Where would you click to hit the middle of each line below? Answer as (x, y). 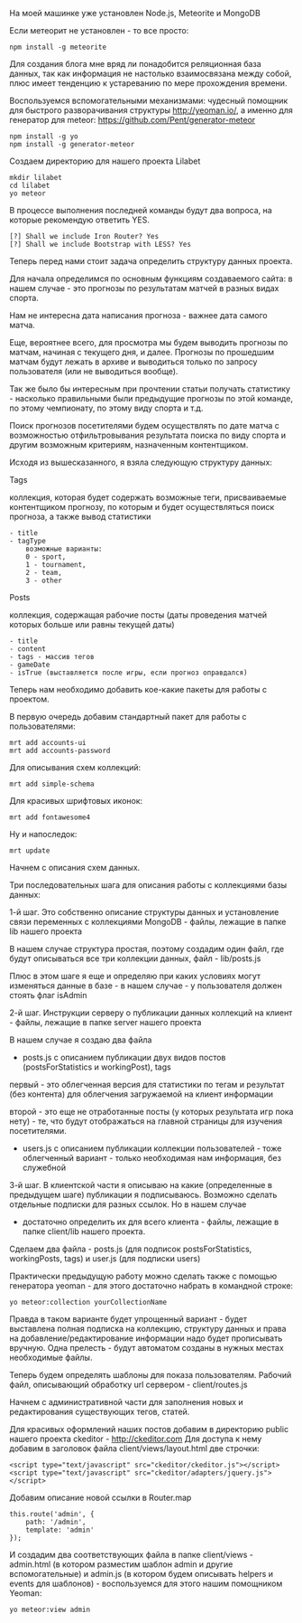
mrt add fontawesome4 (50, 817)
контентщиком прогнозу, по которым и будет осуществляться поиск (142, 507)
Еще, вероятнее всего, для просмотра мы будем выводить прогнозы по (149, 342)
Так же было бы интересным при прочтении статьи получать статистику (150, 389)
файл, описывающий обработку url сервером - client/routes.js (128, 1384)
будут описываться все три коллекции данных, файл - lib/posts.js (135, 958)
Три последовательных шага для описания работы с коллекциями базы (148, 885)
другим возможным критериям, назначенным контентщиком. (129, 445)
